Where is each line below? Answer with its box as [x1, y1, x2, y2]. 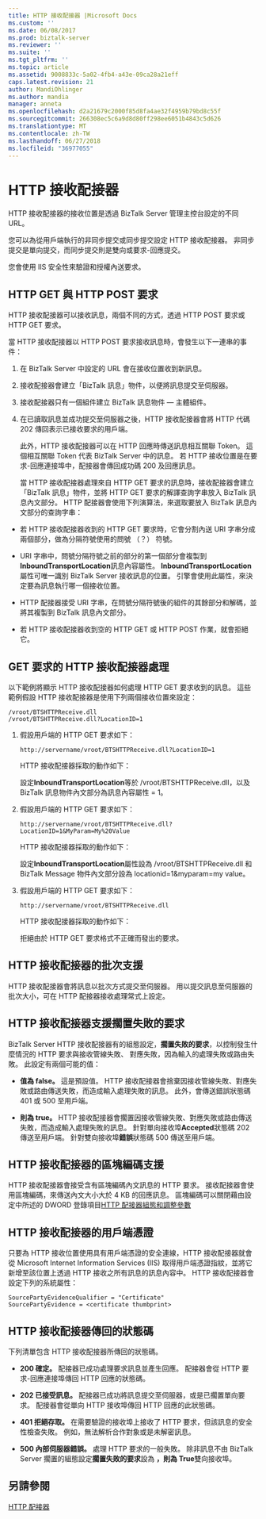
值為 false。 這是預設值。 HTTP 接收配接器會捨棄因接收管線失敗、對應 [19, 1076, 250, 1085]
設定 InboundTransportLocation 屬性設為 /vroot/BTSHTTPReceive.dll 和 [19, 858, 253, 869]
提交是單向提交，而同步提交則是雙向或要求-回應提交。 [8, 245, 185, 255]
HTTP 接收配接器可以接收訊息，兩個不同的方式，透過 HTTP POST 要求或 [8, 310, 245, 320]
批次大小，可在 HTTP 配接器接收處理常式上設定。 [8, 991, 170, 1000]
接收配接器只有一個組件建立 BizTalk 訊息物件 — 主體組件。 [19, 397, 211, 407]
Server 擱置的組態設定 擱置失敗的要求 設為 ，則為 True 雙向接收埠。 [19, 1454, 236, 1463]
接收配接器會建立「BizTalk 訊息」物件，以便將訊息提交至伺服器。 [19, 381, 233, 390]
